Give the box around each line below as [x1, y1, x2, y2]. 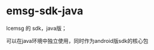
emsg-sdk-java [6, 4, 84, 18]
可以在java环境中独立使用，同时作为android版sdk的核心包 [6, 37, 149, 44]
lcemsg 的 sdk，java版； [6, 24, 67, 32]
